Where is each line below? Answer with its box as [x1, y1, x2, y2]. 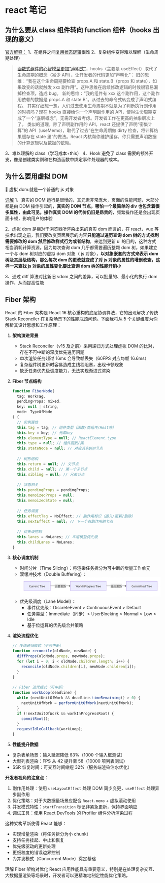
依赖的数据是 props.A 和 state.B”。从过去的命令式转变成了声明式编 [21, 97, 157, 102]
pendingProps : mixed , [17, 399, 62, 404]
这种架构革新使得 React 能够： [5, 821, 67, 827]
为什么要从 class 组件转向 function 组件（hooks [5, 26, 152, 34]
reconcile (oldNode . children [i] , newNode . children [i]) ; [21, 664, 136, 669]
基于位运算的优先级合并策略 [27, 622, 84, 628]
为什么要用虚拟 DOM [5, 172, 68, 181]
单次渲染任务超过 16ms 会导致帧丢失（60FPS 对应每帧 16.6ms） [19, 355, 149, 361]
